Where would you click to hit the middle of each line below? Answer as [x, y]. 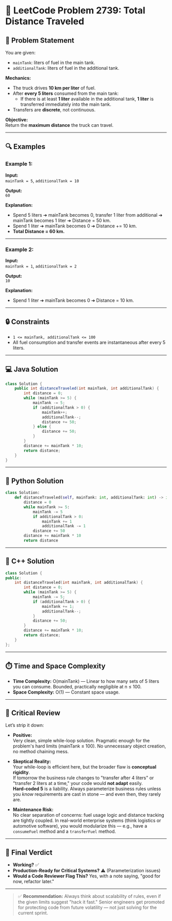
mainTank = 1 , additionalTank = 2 [41, 266]
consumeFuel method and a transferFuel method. [64, 832]
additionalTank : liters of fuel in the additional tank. [66, 68]
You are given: [20, 53]
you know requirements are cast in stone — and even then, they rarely [87, 794]
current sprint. [33, 913]
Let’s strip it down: [25, 725]
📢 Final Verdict [29, 852]
